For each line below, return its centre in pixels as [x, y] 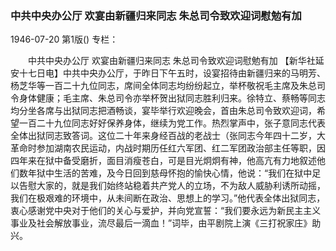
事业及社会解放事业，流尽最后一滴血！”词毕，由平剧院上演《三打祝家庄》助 [166, 223]
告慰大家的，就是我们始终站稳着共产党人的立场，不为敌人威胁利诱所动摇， [172, 186]
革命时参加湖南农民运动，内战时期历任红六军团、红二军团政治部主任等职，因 [168, 148]
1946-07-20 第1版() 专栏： [64, 39]
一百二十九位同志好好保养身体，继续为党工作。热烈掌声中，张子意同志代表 [172, 123]
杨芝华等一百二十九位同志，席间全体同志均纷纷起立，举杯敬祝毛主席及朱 [159, 86]
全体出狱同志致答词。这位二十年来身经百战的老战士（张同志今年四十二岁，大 [168, 136]
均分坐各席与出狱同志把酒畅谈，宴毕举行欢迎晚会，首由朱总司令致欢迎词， [163, 111]
